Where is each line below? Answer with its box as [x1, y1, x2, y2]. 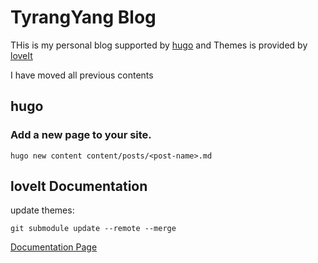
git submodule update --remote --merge [10, 224, 177, 234]
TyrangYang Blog [10, 6, 157, 29]
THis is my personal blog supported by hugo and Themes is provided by [10, 39, 308, 51]
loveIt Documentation [10, 178, 148, 195]
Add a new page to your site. [10, 128, 152, 142]
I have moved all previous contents [10, 69, 154, 81]
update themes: [10, 204, 75, 216]
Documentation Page [10, 241, 98, 253]
